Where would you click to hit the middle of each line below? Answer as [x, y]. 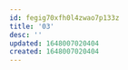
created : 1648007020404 [54, 52]
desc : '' [26, 35]
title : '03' [32, 26]
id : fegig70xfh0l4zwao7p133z [64, 18]
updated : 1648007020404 [54, 43]
